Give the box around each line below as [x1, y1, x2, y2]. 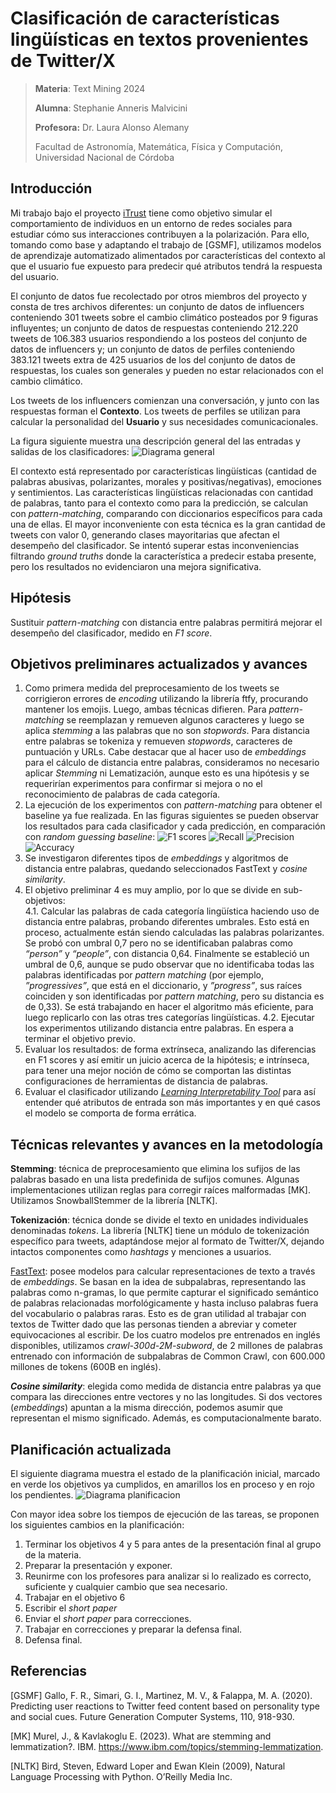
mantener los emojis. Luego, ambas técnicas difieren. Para [24, 703, 267, 716]
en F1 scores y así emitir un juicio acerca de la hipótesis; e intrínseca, [24, 1054, 310, 1066]
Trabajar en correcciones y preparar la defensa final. [24, 1623, 243, 1635]
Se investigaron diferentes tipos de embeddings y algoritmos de [24, 852, 289, 864]
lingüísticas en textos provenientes [10, 28, 309, 51]
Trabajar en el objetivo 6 [24, 1592, 126, 1603]
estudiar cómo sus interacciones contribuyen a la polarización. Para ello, [10, 228, 310, 240]
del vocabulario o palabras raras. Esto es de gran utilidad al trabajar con [10, 1308, 307, 1320]
